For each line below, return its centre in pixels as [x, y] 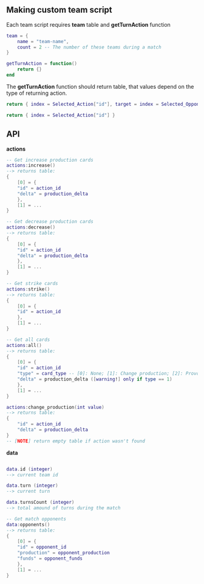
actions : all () [24, 345]
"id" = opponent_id [42, 547]
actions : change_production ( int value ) [55, 407]
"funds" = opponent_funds [50, 558]
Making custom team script [59, 10]
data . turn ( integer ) [32, 486]
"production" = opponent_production [64, 553]
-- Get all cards [28, 340]
